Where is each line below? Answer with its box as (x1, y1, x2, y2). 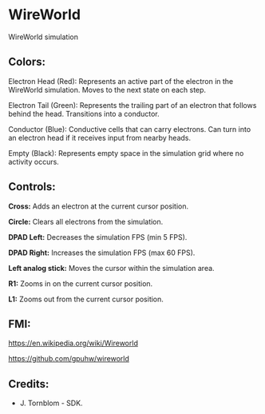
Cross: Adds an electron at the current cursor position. (8, 201, 189, 211)
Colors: (8, 55, 46, 69)
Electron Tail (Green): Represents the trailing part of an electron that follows (8, 100, 257, 109)
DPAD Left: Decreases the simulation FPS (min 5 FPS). (8, 232, 188, 241)
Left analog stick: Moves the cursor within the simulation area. (8, 263, 215, 273)
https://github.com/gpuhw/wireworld (8, 354, 130, 364)
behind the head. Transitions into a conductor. (8, 109, 160, 118)
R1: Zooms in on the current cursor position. (8, 278, 153, 289)
